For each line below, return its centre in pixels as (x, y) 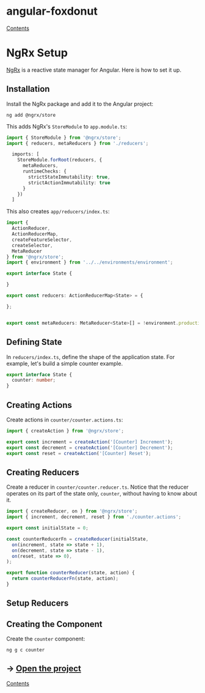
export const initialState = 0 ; (47, 528)
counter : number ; (34, 380)
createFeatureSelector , (42, 240)
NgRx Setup (37, 53)
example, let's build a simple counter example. (65, 363)
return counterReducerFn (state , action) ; (65, 579)
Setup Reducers (38, 603)
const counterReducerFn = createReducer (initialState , (77, 539)
